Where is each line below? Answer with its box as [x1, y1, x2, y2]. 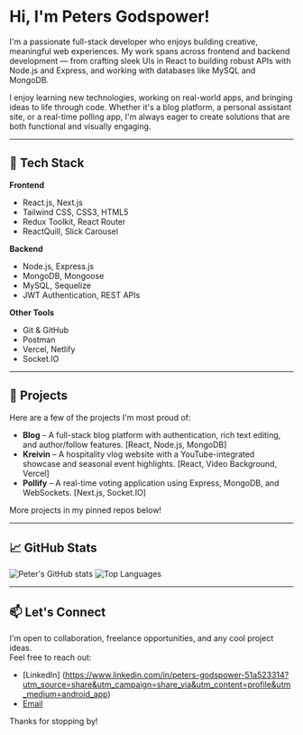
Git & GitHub [22, 324, 69, 335]
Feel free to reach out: [9, 652, 92, 663]
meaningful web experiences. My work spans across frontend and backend [9, 45, 290, 56]
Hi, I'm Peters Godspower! [9, 6, 210, 27]
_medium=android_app [22, 689, 108, 700]
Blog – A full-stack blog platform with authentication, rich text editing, [22, 429, 281, 440]
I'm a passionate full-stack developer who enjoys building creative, [9, 36, 259, 47]
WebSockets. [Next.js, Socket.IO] [22, 487, 147, 498]
